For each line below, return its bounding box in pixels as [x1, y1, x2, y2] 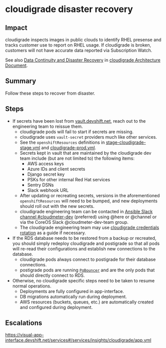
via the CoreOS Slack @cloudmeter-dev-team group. [19, 219, 129, 225]
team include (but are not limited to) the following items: [19, 155, 135, 161]
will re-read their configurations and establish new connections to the [12, 245, 156, 251]
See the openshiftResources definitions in [19, 139, 105, 145]
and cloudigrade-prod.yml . [41, 144, 96, 151]
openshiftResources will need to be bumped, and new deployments [19, 198, 158, 204]
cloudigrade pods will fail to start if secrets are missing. [19, 129, 134, 135]
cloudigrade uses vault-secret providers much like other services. [19, 134, 157, 140]
